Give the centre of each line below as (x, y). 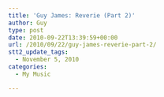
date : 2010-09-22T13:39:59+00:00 (63, 37)
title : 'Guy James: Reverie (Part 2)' (72, 15)
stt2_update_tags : (38, 52)
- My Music (33, 74)
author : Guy (28, 23)
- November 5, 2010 (47, 60)
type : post (26, 30)
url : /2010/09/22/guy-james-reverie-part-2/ (82, 45)
